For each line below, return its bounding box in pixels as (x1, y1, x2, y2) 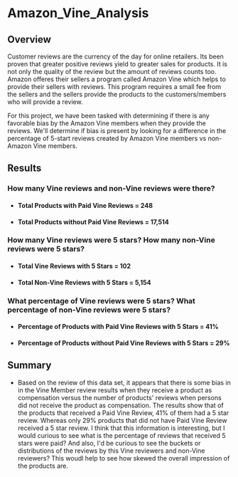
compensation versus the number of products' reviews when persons (17, 393, 222, 402)
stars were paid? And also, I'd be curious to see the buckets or (17, 439, 201, 447)
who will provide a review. (7, 98, 83, 106)
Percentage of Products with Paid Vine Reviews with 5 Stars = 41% (17, 323, 219, 331)
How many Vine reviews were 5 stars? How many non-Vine (7, 235, 215, 245)
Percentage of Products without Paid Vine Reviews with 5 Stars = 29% (17, 338, 230, 347)
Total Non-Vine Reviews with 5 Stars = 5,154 (17, 278, 151, 286)
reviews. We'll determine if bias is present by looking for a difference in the (7, 127, 227, 135)
